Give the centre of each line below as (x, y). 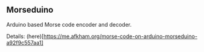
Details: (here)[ (25, 36)
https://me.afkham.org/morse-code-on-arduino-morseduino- (121, 36)
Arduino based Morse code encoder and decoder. (69, 24)
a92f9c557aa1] (25, 42)
